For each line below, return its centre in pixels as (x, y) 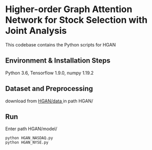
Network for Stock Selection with (77, 20)
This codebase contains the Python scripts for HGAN (61, 44)
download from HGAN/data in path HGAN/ (49, 101)
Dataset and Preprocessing (49, 89)
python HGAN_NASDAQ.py (29, 138)
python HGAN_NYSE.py (27, 142)
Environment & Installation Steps (58, 61)
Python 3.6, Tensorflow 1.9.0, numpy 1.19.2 (49, 73)
